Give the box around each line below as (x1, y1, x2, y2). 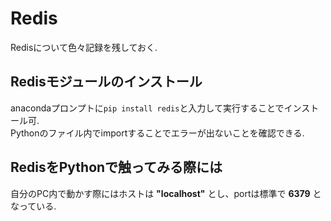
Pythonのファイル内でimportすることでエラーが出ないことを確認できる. (10, 127, 305, 139)
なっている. (10, 200, 57, 212)
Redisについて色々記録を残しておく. (10, 41, 158, 53)
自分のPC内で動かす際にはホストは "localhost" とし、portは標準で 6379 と (10, 187, 322, 199)
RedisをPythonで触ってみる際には (10, 159, 223, 176)
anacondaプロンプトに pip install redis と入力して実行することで (10, 102, 285, 114)
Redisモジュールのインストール (10, 73, 203, 91)
